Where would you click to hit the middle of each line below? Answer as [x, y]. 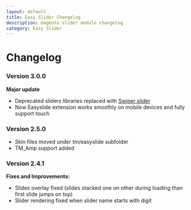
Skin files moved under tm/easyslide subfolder [71, 142]
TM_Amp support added [44, 148]
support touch [32, 113]
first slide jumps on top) [44, 195]
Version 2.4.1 [25, 163]
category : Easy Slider [34, 28]
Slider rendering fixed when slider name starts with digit [83, 200]
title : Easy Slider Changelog [44, 17]
